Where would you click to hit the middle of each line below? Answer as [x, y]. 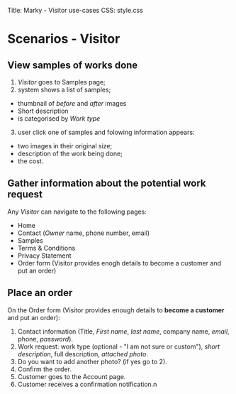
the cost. [30, 161]
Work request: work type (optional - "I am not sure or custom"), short [119, 346]
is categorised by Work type [59, 119]
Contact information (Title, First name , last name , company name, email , [123, 331]
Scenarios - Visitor [64, 39]
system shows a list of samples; [64, 89]
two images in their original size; [65, 146]
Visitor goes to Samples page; [62, 82]
